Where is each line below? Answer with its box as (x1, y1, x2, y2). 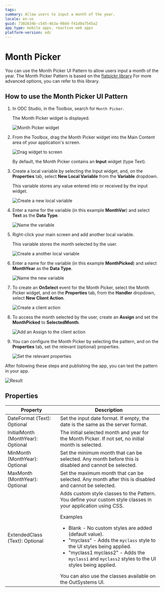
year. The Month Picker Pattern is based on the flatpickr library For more (5, 72, 152, 79)
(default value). (68, 530, 104, 537)
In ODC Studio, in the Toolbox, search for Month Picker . (12, 105, 124, 111)
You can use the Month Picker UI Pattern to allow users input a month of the (5, 68, 159, 73)
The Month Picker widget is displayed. (12, 115, 90, 121)
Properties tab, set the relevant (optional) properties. (12, 344, 120, 349)
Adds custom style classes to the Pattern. (60, 490, 156, 497)
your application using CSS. (60, 502, 124, 509)
